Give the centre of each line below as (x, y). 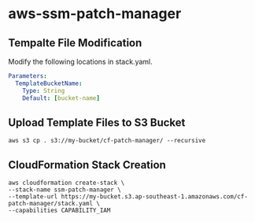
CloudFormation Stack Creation (87, 165)
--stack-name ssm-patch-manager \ (65, 190)
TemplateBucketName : (49, 83)
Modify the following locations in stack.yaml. (80, 61)
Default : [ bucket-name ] (61, 98)
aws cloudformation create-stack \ (67, 183)
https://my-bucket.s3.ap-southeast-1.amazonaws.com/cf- (154, 197)
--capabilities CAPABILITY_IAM (59, 211)
